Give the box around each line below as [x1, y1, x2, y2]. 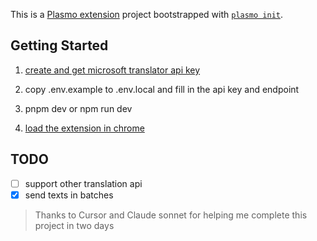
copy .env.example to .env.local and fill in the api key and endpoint [24, 83, 300, 95]
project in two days [34, 219, 115, 231]
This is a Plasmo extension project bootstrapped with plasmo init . [10, 9, 284, 20]
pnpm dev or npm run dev [24, 102, 133, 114]
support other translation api [24, 177, 143, 189]
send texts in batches [24, 189, 114, 201]
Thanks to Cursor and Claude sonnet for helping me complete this [34, 209, 308, 221]
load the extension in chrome [24, 122, 145, 134]
